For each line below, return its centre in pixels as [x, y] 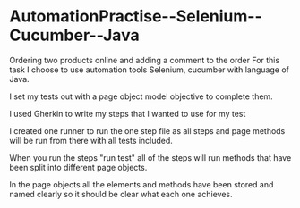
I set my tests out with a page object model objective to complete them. [141, 96]
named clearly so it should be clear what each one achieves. [121, 194]
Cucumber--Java [75, 35]
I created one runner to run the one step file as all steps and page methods [147, 130]
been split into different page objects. [78, 167]
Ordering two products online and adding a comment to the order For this [145, 60]
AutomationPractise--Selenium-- [136, 17]
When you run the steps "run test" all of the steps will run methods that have [150, 157]
